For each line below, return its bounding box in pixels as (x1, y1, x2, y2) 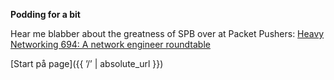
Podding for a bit (10, 9, 81, 20)
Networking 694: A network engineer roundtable (10, 39, 211, 50)
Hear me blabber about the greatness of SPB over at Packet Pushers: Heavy (10, 28, 325, 39)
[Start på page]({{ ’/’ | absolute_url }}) (10, 58, 164, 69)
